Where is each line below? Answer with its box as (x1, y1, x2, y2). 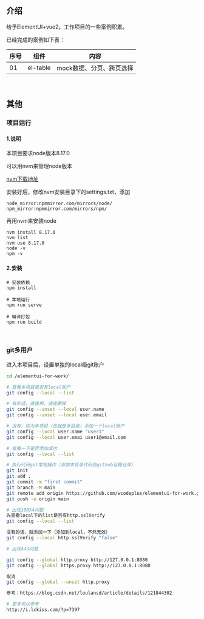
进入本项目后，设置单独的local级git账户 (6, 361, 104, 368)
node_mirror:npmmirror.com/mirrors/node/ (6, 200, 113, 207)
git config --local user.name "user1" (6, 428, 104, 435)
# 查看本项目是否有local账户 (6, 384, 71, 390)
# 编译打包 (6, 313, 30, 320)
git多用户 (6, 346, 33, 354)
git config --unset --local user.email (6, 412, 107, 418)
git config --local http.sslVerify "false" (6, 535, 118, 541)
